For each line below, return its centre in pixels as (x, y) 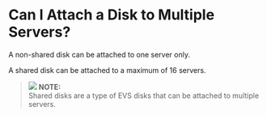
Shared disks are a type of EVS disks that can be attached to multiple (144, 96)
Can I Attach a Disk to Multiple (112, 15)
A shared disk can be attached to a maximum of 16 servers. (107, 70)
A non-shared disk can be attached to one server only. (99, 54)
